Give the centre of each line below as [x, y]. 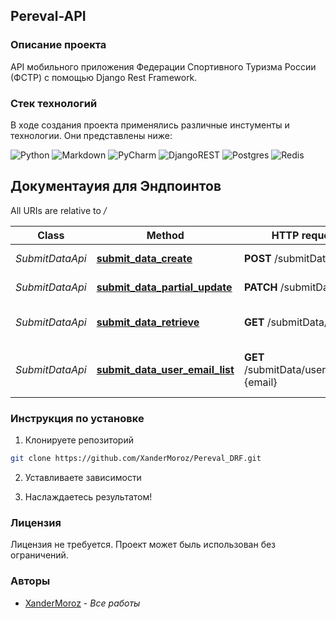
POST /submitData [287, 258]
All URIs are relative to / [58, 210]
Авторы [30, 581]
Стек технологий [54, 103]
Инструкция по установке [77, 418]
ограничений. [39, 555]
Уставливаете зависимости [83, 477]
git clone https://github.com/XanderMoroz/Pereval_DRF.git [136, 459]
